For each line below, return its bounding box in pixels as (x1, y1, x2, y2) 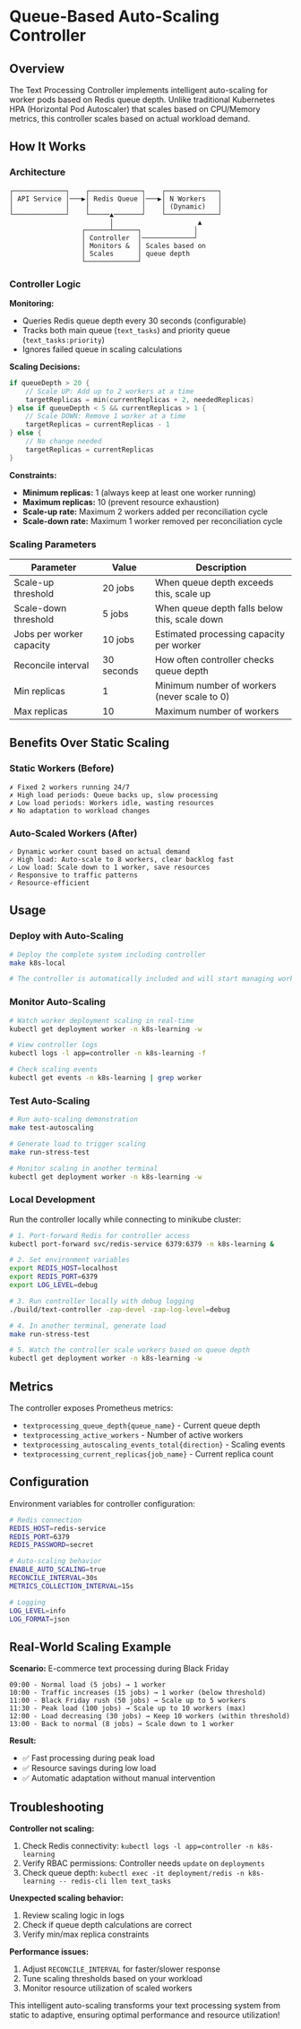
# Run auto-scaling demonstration (9, 1115, 139, 1124)
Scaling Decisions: (9, 361, 81, 372)
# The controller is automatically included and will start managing (9, 975, 275, 984)
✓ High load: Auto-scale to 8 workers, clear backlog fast (9, 855, 235, 864)
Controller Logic (9, 278, 82, 290)
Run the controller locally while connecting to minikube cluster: (9, 1214, 242, 1225)
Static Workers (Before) (9, 762, 115, 775)
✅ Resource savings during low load (21, 1763, 157, 1774)
